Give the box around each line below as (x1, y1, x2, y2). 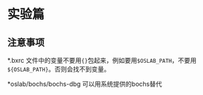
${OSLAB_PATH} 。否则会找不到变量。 (7, 65, 111, 73)
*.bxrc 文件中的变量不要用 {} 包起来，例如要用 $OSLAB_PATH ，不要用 (7, 57, 197, 64)
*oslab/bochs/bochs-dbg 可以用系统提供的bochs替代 (7, 80, 162, 88)
